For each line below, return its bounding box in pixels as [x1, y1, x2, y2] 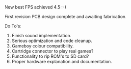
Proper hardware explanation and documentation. [11, 59, 112, 64]
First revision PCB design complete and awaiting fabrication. [4, 14, 127, 19]
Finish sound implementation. [11, 33, 72, 38]
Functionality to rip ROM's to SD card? [11, 53, 89, 59]
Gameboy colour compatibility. [11, 43, 74, 48]
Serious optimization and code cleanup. [11, 38, 92, 44]
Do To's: [4, 23, 22, 29]
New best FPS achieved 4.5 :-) [4, 4, 67, 10]
